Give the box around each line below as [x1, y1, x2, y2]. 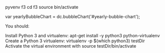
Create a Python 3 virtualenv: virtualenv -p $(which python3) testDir [5, 38, 145, 44]
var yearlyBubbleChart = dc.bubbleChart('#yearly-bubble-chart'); [5, 14, 141, 19]
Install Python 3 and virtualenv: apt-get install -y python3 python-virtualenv [5, 33, 161, 38]
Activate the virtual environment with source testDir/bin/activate [5, 43, 137, 49]
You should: [5, 23, 30, 29]
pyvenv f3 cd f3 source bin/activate [5, 4, 79, 10]
